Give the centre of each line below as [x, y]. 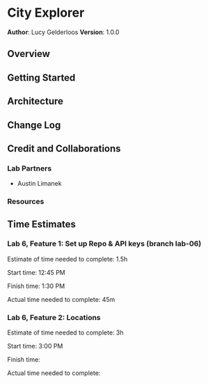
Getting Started [41, 78]
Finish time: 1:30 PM [36, 286]
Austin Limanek [39, 184]
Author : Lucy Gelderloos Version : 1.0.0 [63, 32]
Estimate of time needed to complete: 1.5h [67, 259]
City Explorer [46, 13]
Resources [26, 202]
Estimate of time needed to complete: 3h [65, 333]
